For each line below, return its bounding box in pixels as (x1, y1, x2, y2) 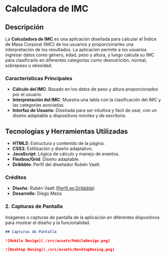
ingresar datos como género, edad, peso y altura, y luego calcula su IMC (5, 52, 155, 58)
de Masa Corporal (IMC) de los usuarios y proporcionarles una (5, 41, 134, 47)
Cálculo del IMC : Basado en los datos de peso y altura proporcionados (12, 86, 159, 92)
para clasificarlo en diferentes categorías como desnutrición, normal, (5, 57, 147, 63)
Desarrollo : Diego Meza (12, 190, 62, 197)
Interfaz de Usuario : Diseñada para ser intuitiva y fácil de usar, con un (12, 108, 157, 114)
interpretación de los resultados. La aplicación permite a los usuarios (5, 47, 147, 52)
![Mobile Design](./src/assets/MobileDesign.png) (5, 238, 111, 243)
